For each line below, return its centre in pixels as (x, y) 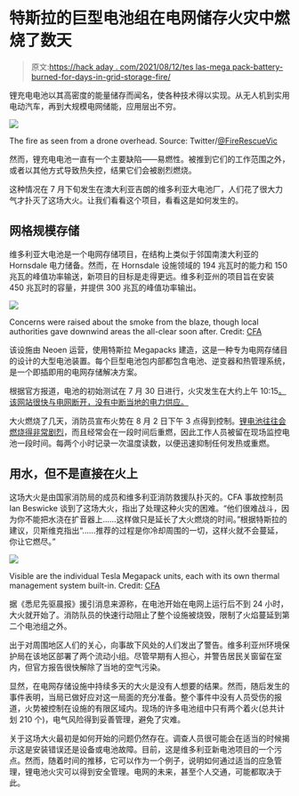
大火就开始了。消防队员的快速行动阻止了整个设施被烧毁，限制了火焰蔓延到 (145, 615)
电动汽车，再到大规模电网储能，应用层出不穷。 (95, 106)
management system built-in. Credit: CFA (85, 585)
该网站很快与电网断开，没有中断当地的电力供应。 (99, 402)
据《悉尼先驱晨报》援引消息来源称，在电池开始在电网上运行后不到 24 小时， (149, 603)
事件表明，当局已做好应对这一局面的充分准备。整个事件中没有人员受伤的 (141, 697)
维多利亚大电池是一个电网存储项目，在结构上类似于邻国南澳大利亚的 (134, 253)
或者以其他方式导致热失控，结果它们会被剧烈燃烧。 (103, 170)
